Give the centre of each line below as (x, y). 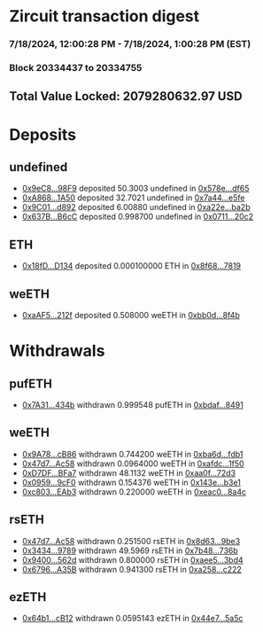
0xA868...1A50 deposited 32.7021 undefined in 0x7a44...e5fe (133, 198)
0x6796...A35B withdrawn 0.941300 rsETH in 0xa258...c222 (131, 569)
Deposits (43, 134)
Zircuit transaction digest (104, 16)
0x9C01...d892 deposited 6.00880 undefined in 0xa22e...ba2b (136, 207)
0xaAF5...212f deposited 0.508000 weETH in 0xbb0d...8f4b (131, 316)
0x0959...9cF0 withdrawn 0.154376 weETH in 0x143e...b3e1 (131, 482)
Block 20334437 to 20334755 (76, 68)
